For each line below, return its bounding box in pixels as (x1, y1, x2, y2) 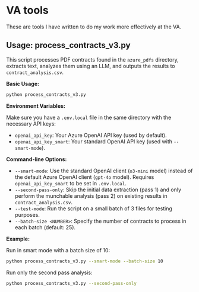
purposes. (14, 211, 40, 218)
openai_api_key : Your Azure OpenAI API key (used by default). (14, 131, 168, 139)
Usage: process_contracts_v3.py (6, 40, 131, 50)
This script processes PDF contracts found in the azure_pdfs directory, (6, 56, 179, 63)
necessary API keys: (6, 120, 56, 127)
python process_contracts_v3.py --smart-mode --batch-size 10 (6, 258, 163, 264)
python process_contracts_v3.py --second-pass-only (6, 280, 137, 286)
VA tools (6, 4, 49, 17)
